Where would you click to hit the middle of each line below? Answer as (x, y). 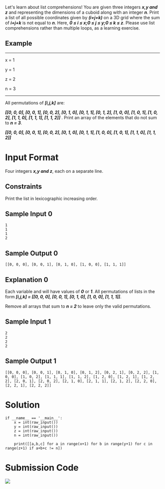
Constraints (24, 187)
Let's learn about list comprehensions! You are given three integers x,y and (82, 7)
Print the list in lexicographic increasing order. (52, 198)
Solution (23, 405)
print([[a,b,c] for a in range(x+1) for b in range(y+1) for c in (83, 444)
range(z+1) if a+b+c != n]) (34, 448)
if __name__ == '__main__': (34, 418)
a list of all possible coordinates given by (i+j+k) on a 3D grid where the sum (82, 17)
